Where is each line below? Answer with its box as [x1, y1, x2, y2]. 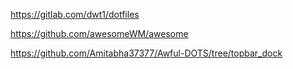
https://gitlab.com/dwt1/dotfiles [10, 9, 140, 20]
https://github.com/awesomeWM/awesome [10, 28, 189, 39]
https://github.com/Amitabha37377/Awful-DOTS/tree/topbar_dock [10, 47, 283, 59]
